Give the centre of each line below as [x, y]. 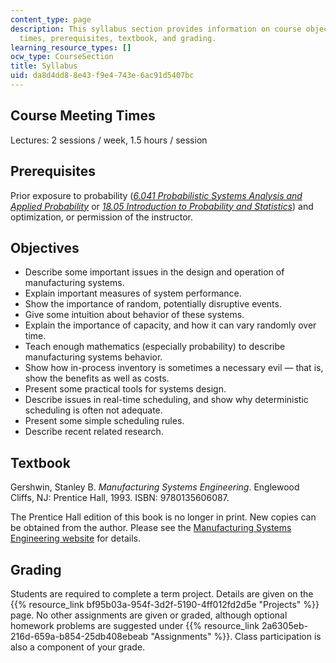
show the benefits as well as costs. [97, 378]
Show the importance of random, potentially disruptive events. [153, 304]
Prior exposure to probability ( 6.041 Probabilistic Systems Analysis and [156, 195]
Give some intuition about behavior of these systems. [134, 315]
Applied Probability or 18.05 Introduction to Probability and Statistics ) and [162, 206]
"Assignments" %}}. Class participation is [236, 636]
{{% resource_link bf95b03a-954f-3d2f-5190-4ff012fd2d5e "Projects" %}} [165, 604]
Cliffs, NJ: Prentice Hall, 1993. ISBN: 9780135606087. [120, 498]
